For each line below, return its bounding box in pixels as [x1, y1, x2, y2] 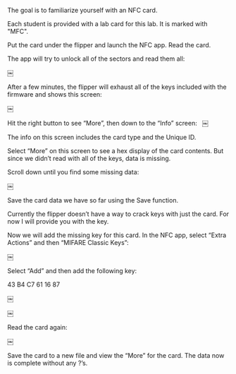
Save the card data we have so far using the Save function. [7, 196, 178, 204]
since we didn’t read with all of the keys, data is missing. [7, 155, 171, 162]
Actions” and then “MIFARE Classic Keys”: [7, 239, 129, 246]
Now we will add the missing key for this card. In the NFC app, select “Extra [7, 231, 227, 239]
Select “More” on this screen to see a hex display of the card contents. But [7, 147, 224, 155]
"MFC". [7, 28, 29, 35]
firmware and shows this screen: [7, 90, 102, 98]
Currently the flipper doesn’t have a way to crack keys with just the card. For [7, 210, 230, 218]
